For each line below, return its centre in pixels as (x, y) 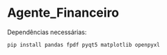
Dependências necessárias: (47, 32)
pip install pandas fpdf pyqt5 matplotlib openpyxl (83, 45)
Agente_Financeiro (63, 13)
